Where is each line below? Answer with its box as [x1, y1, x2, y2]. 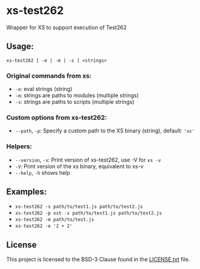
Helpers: [6, 142, 32, 151]
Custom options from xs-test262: [6, 113, 107, 121]
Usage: [6, 41, 35, 52]
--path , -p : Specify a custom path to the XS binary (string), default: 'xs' [15, 127, 195, 134]
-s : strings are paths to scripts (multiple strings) [15, 98, 135, 106]
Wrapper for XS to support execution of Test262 [6, 24, 127, 31]
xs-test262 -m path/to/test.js [15, 217, 95, 223]
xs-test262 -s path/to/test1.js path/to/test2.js [15, 204, 144, 210]
